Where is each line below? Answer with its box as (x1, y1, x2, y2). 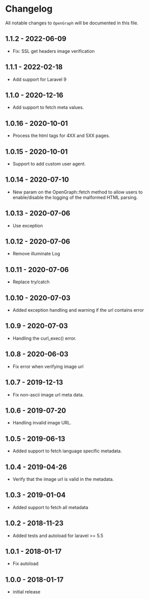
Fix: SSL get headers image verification (12, 48, 95, 54)
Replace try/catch (12, 279, 50, 285)
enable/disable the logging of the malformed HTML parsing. (12, 194, 138, 201)
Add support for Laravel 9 (12, 76, 67, 82)
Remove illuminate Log (12, 251, 60, 257)
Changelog (5, 3, 53, 15)
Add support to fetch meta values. (12, 105, 84, 111)
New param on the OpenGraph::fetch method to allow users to (12, 189, 143, 195)
